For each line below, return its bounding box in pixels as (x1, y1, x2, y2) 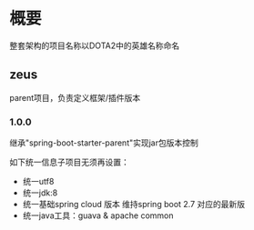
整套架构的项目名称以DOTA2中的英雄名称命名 (9, 40, 180, 51)
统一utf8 (22, 176, 55, 187)
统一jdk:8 (22, 187, 58, 198)
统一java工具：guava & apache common (22, 210, 174, 221)
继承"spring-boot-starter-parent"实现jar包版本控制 (9, 137, 198, 148)
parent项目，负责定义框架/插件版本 (9, 92, 141, 103)
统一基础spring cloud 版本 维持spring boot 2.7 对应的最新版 (22, 199, 246, 210)
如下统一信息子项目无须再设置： (9, 156, 129, 168)
